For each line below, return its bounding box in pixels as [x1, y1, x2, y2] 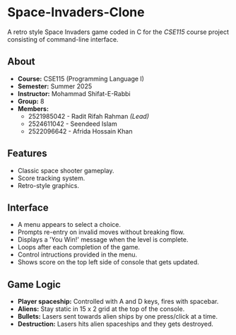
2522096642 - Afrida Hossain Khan [28, 127, 133, 135]
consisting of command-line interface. [7, 35, 119, 43]
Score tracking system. [17, 174, 85, 182]
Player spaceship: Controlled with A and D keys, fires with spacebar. [17, 298, 219, 306]
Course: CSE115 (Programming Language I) [17, 74, 145, 83]
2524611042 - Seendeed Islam [28, 119, 118, 128]
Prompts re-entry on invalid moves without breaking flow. [17, 228, 185, 237]
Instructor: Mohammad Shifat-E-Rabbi [17, 89, 131, 98]
